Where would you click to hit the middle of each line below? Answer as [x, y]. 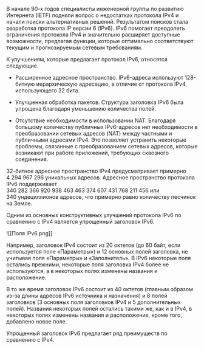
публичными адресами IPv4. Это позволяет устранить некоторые [101, 140]
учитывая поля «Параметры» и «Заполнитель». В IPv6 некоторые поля [99, 258]
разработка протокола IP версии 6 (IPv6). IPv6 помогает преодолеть [96, 28]
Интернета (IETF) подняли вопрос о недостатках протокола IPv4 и [93, 15]
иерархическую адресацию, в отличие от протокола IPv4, [111, 84]
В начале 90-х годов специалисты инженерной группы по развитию [95, 9]
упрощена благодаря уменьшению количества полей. [86, 109]
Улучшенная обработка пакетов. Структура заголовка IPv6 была [99, 102]
